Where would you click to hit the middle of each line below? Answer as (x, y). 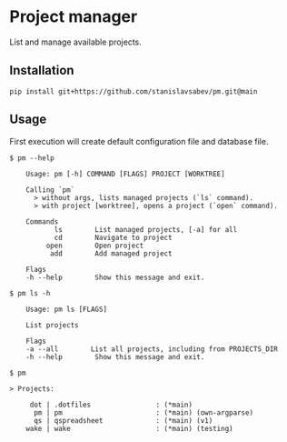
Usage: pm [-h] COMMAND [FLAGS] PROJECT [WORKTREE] (125, 174)
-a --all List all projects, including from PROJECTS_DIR (152, 349)
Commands (42, 221)
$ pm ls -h (30, 293)
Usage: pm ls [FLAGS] (66, 309)
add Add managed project (111, 253)
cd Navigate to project (113, 237)
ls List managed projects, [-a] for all (146, 229)
